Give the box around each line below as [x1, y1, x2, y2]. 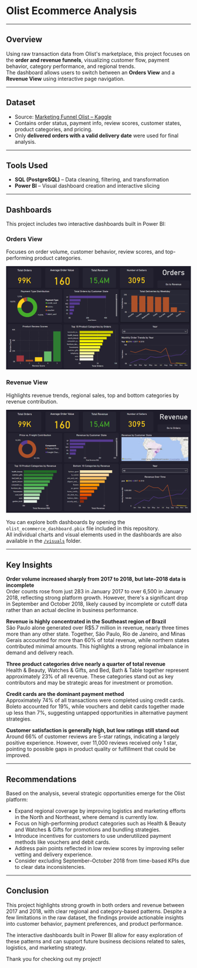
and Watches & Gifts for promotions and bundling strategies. [14, 826, 161, 833]
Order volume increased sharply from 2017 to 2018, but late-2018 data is [6, 576, 186, 583]
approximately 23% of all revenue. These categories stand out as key [6, 673, 174, 680]
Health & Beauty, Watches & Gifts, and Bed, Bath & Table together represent [6, 667, 189, 674]
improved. [6, 752, 30, 759]
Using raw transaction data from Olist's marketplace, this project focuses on [6, 50, 191, 57]
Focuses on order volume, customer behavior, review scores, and [6, 248, 164, 256]
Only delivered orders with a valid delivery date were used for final [14, 132, 179, 139]
